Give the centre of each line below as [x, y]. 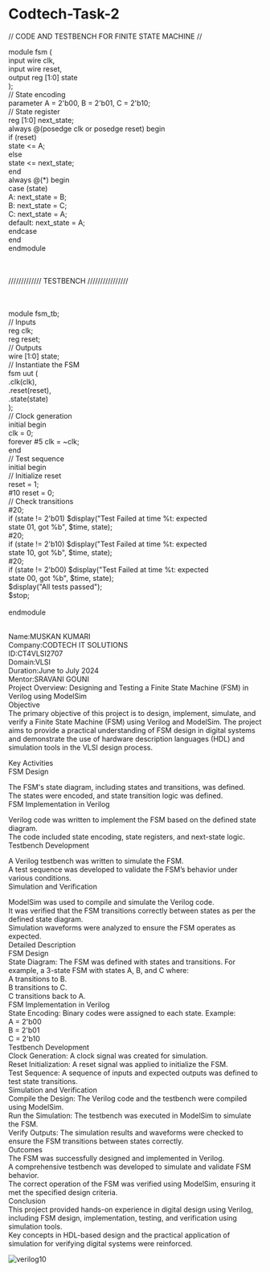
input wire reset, [35, 68]
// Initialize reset [35, 476]
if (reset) [23, 137]
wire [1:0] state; [34, 356]
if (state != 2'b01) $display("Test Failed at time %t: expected [108, 518]
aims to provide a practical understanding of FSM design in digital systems [132, 730]
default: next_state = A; [47, 223]
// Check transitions [41, 501]
